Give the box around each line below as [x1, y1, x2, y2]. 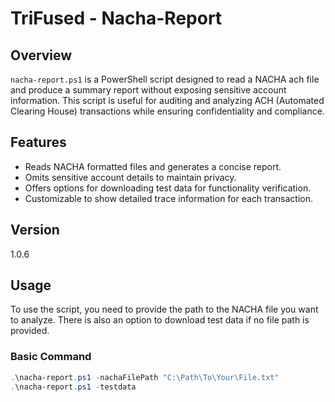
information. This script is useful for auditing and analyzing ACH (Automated [10, 95, 325, 106]
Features [10, 134, 67, 151]
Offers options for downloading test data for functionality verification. [24, 182, 312, 194]
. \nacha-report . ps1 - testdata [10, 382, 137, 392]
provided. [10, 325, 50, 337]
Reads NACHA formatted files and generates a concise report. [24, 160, 282, 172]
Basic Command [10, 350, 92, 364]
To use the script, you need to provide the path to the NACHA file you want [10, 303, 319, 316]
